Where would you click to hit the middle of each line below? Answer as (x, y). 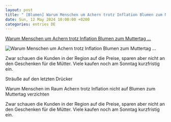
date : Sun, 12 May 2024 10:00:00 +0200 (48, 19)
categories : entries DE (31, 24)
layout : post (19, 10)
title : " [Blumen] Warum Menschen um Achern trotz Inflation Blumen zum (84, 15)
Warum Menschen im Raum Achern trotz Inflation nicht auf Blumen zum (80, 89)
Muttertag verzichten (27, 94)
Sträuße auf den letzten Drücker (39, 79)
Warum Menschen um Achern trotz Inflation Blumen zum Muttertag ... (78, 39)
